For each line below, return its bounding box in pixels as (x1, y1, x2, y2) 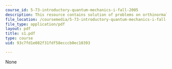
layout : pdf (5, 26, 31, 31)
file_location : (5, 17, 38, 22)
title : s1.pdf (5, 31, 36, 36)
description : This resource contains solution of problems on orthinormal (5, 12, 168, 17)
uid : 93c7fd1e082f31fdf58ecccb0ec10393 (5, 41, 91, 46)
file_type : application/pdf (5, 21, 66, 27)
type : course (5, 36, 33, 41)
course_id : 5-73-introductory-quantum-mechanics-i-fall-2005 (5, 7, 139, 13)
